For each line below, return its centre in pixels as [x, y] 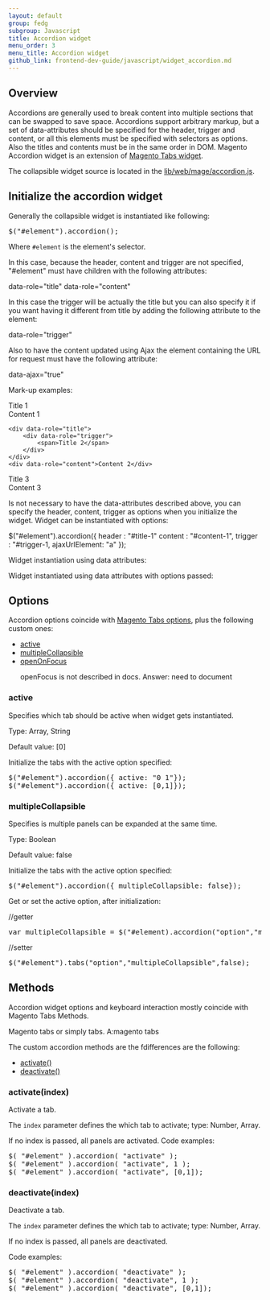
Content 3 [25, 487]
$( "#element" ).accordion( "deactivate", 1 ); [104, 1280]
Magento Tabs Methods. [49, 1016]
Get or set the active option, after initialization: [85, 901]
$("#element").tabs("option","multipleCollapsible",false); [129, 962]
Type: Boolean [32, 839]
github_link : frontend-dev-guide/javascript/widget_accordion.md [120, 61]
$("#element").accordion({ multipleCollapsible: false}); [125, 885]
